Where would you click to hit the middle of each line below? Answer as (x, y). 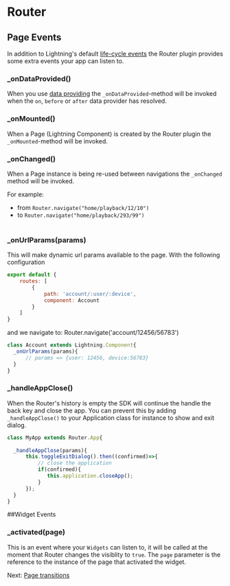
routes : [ (34, 281)
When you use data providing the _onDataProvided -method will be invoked (112, 94)
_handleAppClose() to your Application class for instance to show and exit (111, 418)
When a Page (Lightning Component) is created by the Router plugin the (109, 134)
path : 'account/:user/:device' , (90, 294)
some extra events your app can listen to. (66, 61)
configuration (26, 262)
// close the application (74, 463)
